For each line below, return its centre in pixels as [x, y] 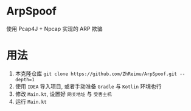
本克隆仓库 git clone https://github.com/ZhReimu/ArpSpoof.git [96, 73]
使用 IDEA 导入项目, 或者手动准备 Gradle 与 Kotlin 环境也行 [88, 86]
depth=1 [25, 79]
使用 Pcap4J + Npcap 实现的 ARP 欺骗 [54, 29]
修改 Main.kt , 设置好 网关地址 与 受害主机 [63, 94]
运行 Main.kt [31, 101]
